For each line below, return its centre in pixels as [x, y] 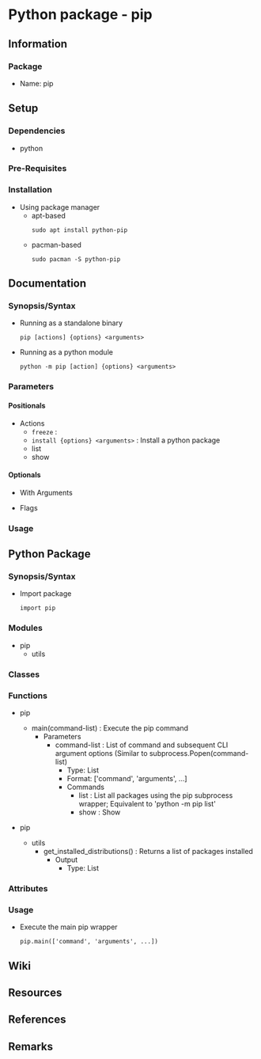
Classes [24, 674]
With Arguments [46, 492]
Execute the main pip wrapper [68, 927]
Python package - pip [80, 15]
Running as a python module [66, 352]
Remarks [31, 1046]
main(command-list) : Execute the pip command [110, 728]
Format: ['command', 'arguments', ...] [127, 778]
